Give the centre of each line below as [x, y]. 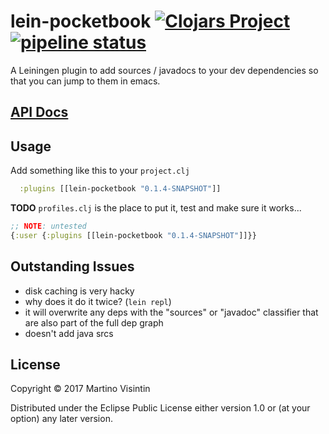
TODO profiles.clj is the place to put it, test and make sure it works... [156, 208]
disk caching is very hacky [79, 291]
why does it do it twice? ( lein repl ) [98, 301]
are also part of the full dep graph [94, 322]
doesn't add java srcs [69, 333]
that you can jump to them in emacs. [85, 81]
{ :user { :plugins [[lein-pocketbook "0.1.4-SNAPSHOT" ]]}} [133, 235]
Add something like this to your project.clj [100, 171]
